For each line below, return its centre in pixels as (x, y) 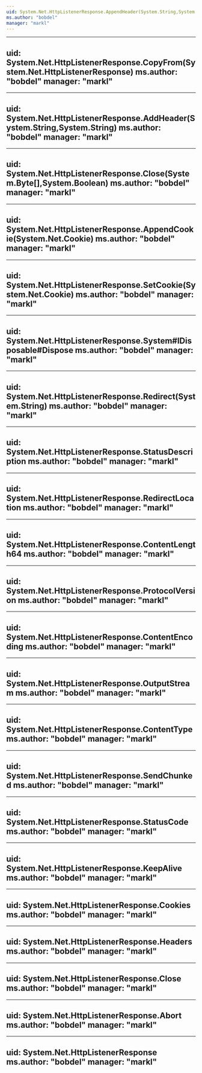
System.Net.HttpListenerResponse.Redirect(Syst (101, 396)
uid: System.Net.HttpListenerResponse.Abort (94, 1016)
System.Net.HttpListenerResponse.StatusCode (97, 822)
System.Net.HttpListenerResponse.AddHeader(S (101, 118)
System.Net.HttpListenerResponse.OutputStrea (98, 684)
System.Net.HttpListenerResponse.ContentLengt (101, 545)
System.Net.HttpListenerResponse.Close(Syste (98, 174)
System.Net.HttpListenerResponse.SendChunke (99, 776)
